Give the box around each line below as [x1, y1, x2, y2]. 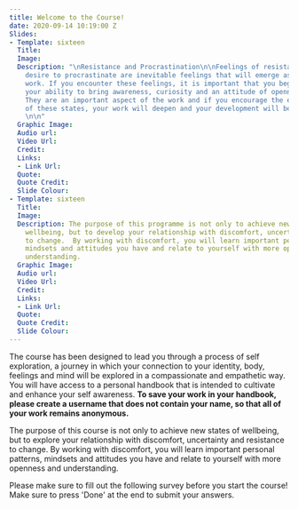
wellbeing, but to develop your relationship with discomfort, [25, 227, 264, 236]
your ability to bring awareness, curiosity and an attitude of [25, 87, 268, 96]
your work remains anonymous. [9, 408, 129, 418]
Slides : [9, 29, 38, 38]
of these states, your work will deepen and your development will [25, 104, 279, 113]
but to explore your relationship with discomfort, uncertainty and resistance [9, 434, 286, 445]
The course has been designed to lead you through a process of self [9, 351, 260, 362]
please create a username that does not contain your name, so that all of [9, 398, 282, 409]
